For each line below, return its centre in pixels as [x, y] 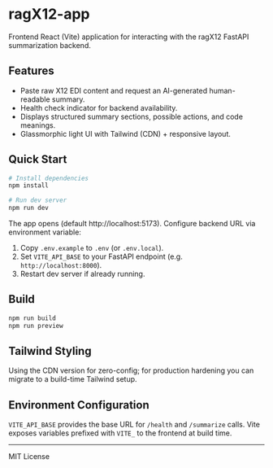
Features [31, 71]
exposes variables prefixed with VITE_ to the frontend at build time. [120, 433]
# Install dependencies [49, 178]
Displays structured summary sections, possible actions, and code [132, 116]
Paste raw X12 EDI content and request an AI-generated [114, 90]
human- [222, 90]
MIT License [29, 457]
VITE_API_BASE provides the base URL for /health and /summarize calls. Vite [134, 425]
